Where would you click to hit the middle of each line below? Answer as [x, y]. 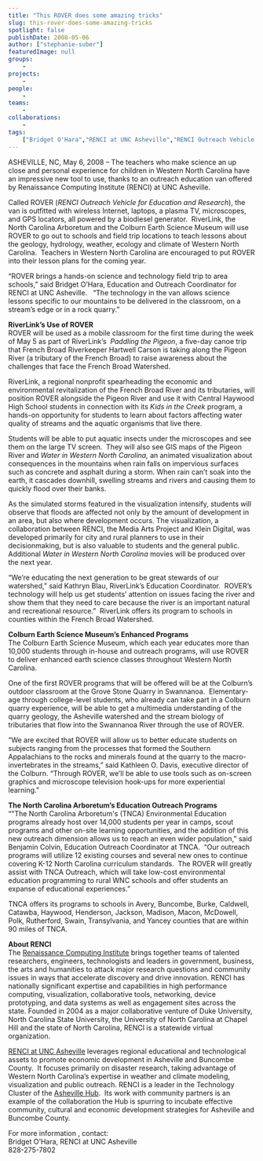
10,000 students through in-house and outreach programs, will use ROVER [128, 651]
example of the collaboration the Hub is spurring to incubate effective [121, 1101]
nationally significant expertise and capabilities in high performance [118, 986]
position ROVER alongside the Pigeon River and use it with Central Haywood [131, 398]
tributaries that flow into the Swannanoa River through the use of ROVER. [126, 724]
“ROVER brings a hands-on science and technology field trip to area [118, 276]
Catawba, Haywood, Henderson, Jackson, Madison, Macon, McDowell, [123, 912]
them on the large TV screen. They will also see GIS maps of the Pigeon [125, 447]
